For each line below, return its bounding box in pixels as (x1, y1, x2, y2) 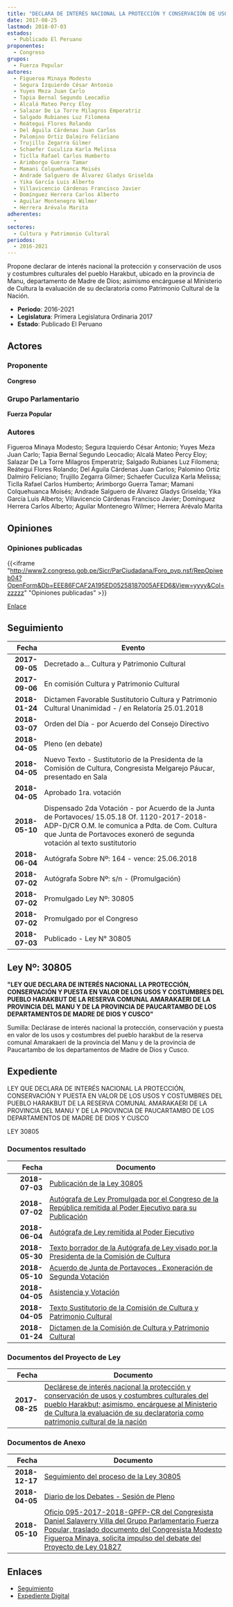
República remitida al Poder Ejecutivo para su (49, 1203, 197, 1213)
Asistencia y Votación (49, 1287, 120, 1297)
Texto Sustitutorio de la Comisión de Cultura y (49, 1302, 199, 1312)
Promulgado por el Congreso (44, 913, 139, 923)
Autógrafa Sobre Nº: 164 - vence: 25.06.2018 (44, 854, 198, 863)
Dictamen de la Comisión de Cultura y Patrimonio (49, 1322, 209, 1332)
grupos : (7, 56, 30, 63)
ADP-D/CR (44, 820, 80, 830)
